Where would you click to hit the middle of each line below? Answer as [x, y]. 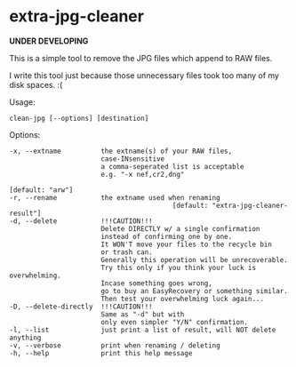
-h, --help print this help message [101, 353]
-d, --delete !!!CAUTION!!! [81, 221]
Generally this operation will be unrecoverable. [195, 259]
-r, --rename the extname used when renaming [115, 197]
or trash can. [127, 252]
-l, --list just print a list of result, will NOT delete [143, 330]
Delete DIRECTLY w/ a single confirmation [180, 228]
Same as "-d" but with [143, 314]
